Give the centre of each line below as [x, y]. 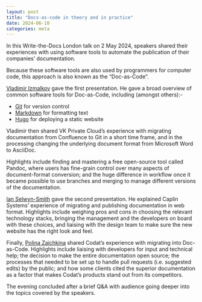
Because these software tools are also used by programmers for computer [99, 71]
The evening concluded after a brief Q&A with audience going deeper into [98, 286]
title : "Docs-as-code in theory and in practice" [70, 17]
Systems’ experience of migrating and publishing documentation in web [96, 206]
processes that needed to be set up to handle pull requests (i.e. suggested [99, 262]
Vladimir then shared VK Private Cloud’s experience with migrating [89, 131]
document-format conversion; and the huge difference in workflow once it [99, 175]
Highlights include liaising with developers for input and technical [112, 249]
